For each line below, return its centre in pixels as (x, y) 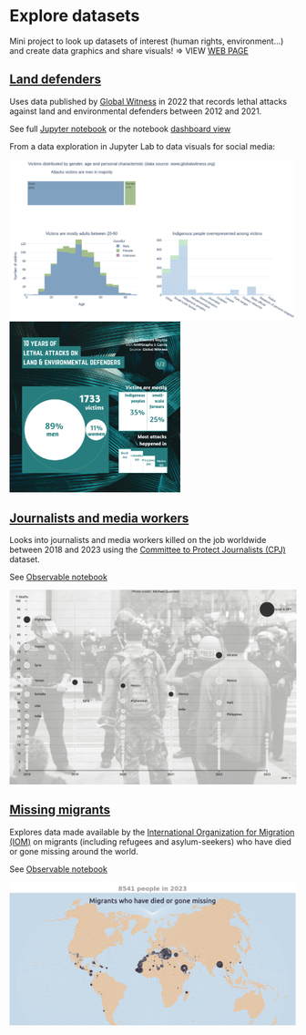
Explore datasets (75, 16)
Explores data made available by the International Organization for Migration (152, 832)
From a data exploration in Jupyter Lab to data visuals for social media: (143, 146)
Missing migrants (60, 810)
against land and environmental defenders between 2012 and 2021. (136, 111)
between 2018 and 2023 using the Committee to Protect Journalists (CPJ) (148, 550)
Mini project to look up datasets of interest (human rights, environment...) (147, 41)
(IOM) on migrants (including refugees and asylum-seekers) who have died (150, 841)
